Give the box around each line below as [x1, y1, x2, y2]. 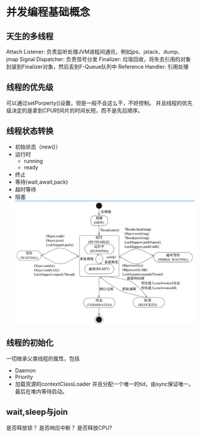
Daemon [14, 366, 36, 374]
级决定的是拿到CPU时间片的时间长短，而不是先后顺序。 [6, 107, 144, 114]
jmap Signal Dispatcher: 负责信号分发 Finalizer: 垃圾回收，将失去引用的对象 [6, 56, 191, 63]
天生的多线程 [6, 31, 54, 41]
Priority [14, 373, 33, 380]
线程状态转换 [6, 126, 54, 136]
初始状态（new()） [14, 143, 61, 150]
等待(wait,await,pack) [14, 178, 68, 186]
